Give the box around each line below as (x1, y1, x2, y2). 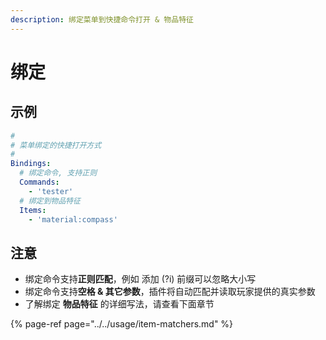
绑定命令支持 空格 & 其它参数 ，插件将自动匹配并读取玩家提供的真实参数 (24, 286, 316, 298)
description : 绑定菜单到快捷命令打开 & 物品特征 (10, 14, 194, 25)
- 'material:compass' (28, 214, 118, 225)
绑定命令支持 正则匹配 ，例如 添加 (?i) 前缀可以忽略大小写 (24, 273, 257, 285)
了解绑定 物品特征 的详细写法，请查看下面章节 (24, 298, 215, 310)
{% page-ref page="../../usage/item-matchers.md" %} (10, 318, 234, 330)
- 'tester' (28, 186, 74, 196)
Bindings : (10, 159, 52, 169)
